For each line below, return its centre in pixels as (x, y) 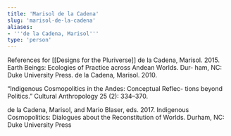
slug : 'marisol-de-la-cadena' (52, 20)
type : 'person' (30, 40)
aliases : (20, 27)
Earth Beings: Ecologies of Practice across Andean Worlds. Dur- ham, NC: (115, 68)
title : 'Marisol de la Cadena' (53, 14)
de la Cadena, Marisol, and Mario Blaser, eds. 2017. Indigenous (98, 110)
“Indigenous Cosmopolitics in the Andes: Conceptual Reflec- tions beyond (115, 89)
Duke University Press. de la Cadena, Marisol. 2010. (82, 75)
